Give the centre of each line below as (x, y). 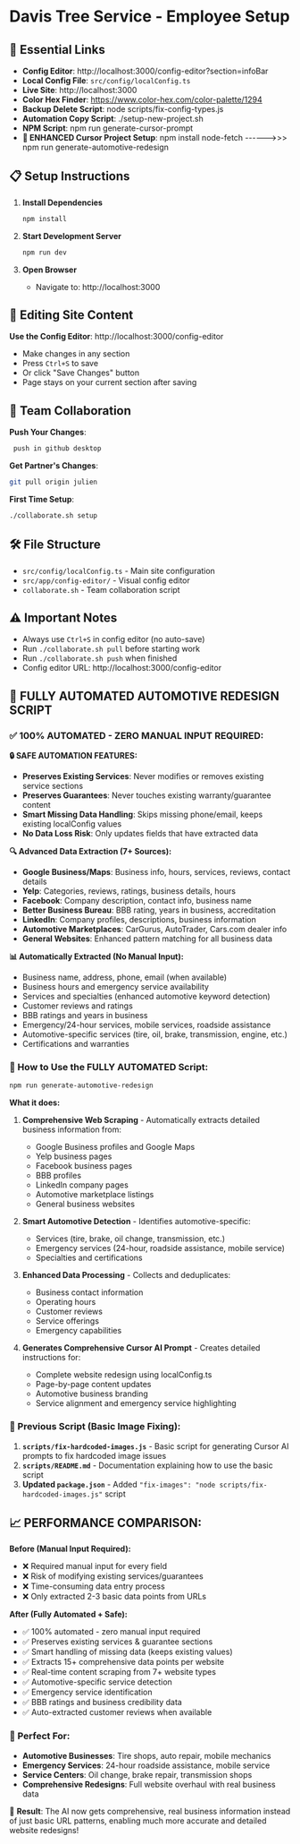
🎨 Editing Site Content (71, 315)
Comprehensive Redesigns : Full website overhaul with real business (149, 1784)
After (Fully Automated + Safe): (68, 1615)
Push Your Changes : (48, 433)
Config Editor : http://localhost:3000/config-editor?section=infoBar (145, 71)
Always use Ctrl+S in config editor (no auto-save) (113, 639)
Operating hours (66, 1302)
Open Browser (50, 270)
